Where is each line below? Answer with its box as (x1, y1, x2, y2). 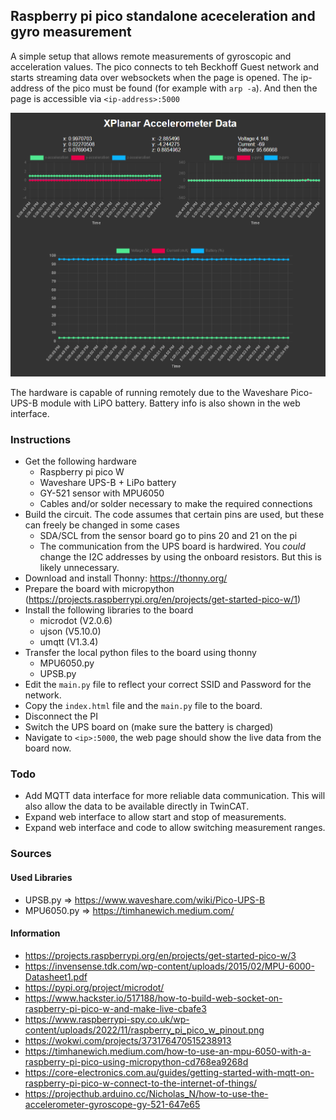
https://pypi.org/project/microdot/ (24, 981, 165, 993)
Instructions (10, 432, 72, 446)
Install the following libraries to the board (24, 604, 194, 616)
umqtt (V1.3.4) (39, 636, 99, 648)
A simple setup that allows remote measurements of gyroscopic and (10, 50, 292, 62)
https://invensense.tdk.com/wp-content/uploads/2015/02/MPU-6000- (24, 960, 315, 972)
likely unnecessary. (39, 562, 120, 574)
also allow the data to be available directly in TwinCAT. (24, 800, 250, 813)
